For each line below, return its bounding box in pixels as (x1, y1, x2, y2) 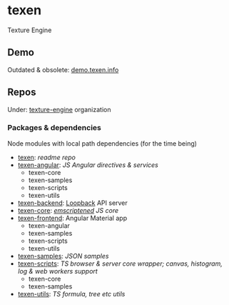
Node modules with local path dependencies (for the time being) (7, 139, 198, 148)
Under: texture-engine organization (7, 105, 111, 114)
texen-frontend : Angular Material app (17, 214, 127, 222)
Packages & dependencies (7, 123, 101, 133)
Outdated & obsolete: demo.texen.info (7, 65, 119, 74)
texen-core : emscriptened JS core (17, 206, 119, 214)
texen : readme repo (17, 153, 76, 161)
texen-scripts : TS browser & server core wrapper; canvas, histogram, (17, 259, 223, 268)
